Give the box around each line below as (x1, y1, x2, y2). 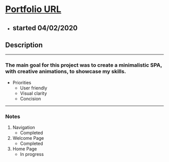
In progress (20, 151, 44, 157)
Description (5, 40, 43, 49)
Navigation (12, 124, 35, 130)
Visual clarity (20, 90, 47, 96)
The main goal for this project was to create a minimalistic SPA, (5, 62, 162, 69)
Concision (20, 95, 41, 101)
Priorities (12, 79, 32, 85)
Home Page (12, 145, 37, 152)
